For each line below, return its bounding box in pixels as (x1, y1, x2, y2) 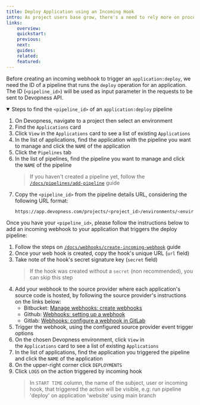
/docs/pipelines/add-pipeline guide (29, 179, 120, 186)
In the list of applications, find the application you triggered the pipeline (14, 349, 190, 356)
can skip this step (29, 274, 73, 281)
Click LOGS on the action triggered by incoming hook (14, 367, 142, 375)
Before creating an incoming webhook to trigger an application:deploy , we (6, 75, 191, 82)
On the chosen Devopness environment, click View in (14, 336, 145, 343)
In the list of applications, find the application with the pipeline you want (14, 136, 192, 143)
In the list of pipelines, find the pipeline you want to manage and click (14, 155, 185, 162)
